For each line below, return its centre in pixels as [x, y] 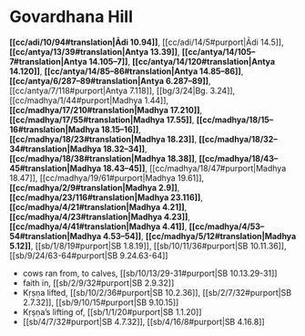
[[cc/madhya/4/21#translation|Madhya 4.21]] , [98, 206]
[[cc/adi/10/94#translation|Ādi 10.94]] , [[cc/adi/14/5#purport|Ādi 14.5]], [147, 42]
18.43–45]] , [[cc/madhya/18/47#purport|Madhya [195, 168]
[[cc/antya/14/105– [219, 51]
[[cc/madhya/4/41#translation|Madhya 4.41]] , [98, 226]
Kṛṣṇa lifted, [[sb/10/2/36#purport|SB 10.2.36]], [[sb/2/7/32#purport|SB [157, 292]
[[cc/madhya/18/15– [235, 120]
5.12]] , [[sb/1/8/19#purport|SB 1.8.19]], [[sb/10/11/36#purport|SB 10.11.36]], [148, 246]
